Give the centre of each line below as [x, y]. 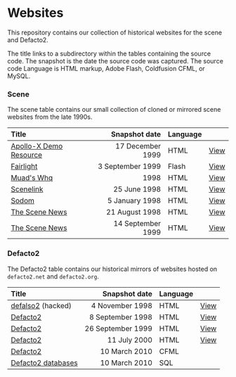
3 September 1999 [130, 167]
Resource [27, 155]
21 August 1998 [134, 212]
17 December [138, 146]
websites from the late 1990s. [50, 117]
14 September [137, 224]
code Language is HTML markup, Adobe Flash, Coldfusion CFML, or [106, 68]
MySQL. [19, 76]
